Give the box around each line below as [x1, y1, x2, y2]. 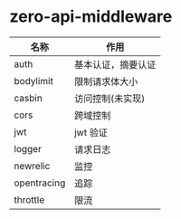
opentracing [14, 176, 66, 189]
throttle [14, 193, 45, 205]
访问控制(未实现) [73, 92, 146, 105]
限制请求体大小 [73, 75, 138, 88]
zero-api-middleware [9, 6, 173, 27]
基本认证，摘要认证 [73, 58, 157, 71]
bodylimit [14, 74, 54, 87]
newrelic [14, 159, 51, 172]
